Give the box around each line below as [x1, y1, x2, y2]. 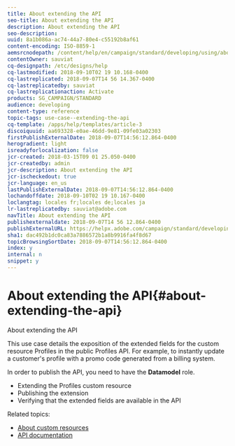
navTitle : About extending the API [7, 212, 111, 219]
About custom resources [17, 423, 89, 431]
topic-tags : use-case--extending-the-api [7, 114, 130, 121]
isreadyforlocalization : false [7, 147, 99, 154]
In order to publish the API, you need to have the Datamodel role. [7, 368, 195, 376]
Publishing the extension [17, 389, 89, 397]
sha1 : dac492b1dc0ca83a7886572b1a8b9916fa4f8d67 [7, 232, 152, 239]
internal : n [7, 251, 42, 258]
